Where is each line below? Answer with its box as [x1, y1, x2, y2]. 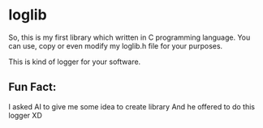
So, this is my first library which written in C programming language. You [8, 32, 251, 42]
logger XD [8, 110, 42, 120]
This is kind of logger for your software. [8, 57, 141, 66]
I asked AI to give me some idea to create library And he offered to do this [8, 101, 256, 111]
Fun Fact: [8, 80, 57, 94]
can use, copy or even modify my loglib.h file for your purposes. [8, 41, 223, 50]
